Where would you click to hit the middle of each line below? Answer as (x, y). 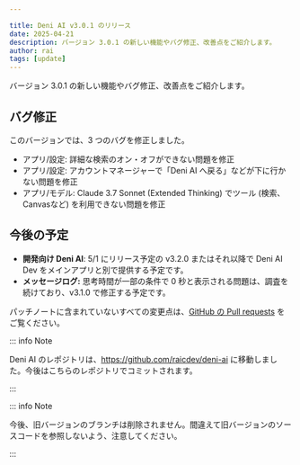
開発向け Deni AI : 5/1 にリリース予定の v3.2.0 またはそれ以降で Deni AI (152, 258)
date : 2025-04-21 (42, 34)
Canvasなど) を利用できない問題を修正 (94, 204)
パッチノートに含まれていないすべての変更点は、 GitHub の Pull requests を (147, 311)
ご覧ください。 (37, 322)
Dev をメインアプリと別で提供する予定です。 (105, 270)
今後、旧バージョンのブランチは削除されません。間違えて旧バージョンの (143, 425)
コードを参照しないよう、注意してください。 (99, 435)
